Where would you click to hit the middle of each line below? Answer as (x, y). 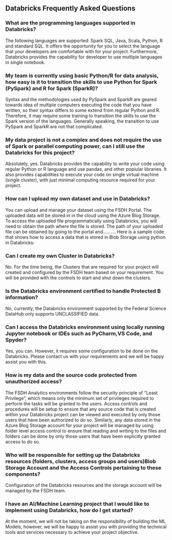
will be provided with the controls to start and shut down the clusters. (78, 278)
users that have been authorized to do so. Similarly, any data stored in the (83, 420)
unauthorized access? (34, 381)
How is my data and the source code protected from (71, 375)
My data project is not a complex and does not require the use (84, 140)
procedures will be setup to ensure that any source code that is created (81, 409)
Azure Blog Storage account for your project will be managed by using (79, 425)
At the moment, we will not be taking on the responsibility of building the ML (85, 522)
